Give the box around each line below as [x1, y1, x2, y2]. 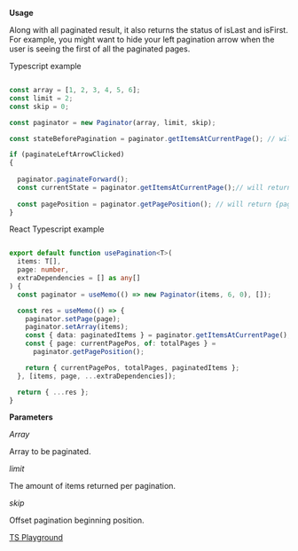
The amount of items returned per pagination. [9, 481, 176, 492]
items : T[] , [17, 257, 62, 266]
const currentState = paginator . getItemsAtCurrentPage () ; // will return [17, 183, 292, 192]
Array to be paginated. [9, 446, 91, 457]
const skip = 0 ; [9, 102, 69, 111]
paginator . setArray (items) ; [25, 323, 129, 332]
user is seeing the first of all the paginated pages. [9, 43, 191, 54]
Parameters [9, 412, 53, 422]
